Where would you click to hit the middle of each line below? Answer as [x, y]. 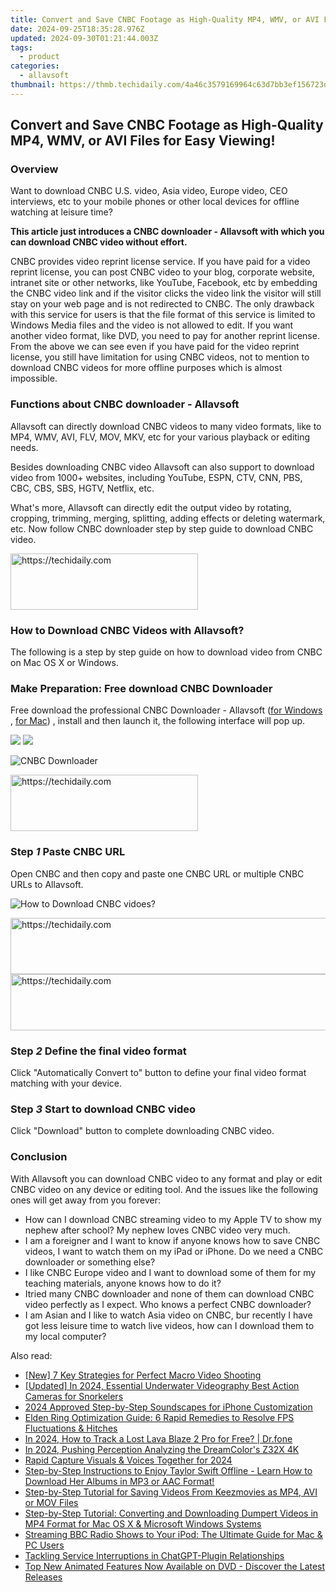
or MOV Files [51, 1502]
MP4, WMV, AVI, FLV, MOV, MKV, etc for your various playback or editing [160, 437]
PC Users [44, 1545]
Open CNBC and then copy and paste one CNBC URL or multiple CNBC [157, 873]
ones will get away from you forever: [85, 1200]
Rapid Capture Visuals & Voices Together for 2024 [128, 1460]
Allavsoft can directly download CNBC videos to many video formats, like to [166, 426]
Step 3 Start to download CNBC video [103, 1109]
